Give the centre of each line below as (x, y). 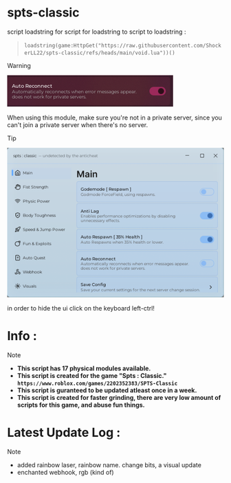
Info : (22, 336)
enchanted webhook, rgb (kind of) (66, 472)
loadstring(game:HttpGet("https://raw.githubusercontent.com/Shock (122, 45)
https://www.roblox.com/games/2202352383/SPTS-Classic (97, 383)
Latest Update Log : (64, 433)
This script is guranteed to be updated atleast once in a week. (107, 390)
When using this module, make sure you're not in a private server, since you (114, 117)
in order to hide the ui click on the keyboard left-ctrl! (81, 308)
